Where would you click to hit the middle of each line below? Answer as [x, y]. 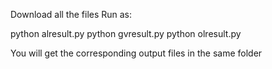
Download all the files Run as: [71, 14]
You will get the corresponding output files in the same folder [136, 53]
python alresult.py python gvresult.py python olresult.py [126, 33]
